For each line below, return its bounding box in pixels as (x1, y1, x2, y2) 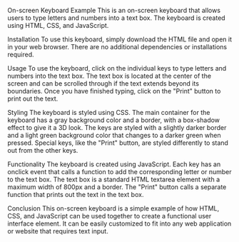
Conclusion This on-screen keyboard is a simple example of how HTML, (7, 204, 220, 213)
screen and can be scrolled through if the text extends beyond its (7, 79, 200, 88)
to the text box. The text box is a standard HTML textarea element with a (7, 175, 220, 183)
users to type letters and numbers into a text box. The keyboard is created (7, 14, 226, 22)
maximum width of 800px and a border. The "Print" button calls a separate (7, 183, 227, 191)
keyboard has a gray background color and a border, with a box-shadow (7, 116, 220, 124)
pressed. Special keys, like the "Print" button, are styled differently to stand (7, 138, 228, 147)
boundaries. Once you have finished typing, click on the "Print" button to (7, 87, 221, 95)
